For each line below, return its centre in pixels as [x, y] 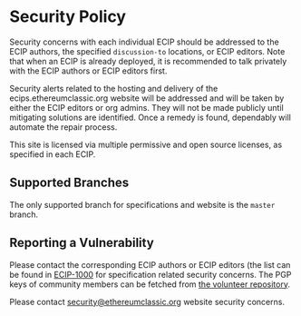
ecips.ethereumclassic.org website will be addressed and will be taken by [147, 98]
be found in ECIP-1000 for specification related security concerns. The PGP [150, 274]
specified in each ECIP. [53, 154]
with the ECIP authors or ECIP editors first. [88, 71]
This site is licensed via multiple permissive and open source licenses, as [146, 144]
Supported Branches [69, 183]
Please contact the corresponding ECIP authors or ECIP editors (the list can [150, 264]
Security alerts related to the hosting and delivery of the [114, 88]
